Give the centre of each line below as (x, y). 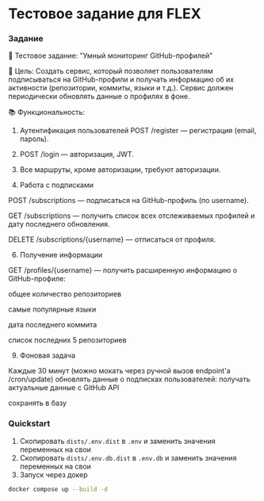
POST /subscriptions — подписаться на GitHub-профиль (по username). (129, 201)
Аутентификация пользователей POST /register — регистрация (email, (138, 131)
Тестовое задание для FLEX (105, 14)
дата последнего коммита (53, 325)
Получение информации (61, 255)
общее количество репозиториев (65, 294)
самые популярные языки (52, 309)
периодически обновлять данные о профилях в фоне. (99, 97)
